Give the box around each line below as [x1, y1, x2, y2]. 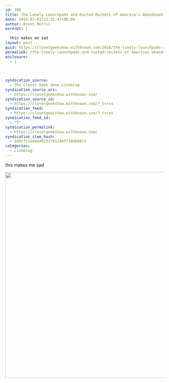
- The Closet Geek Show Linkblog [10, 82, 80, 87]
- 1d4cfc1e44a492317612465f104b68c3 [10, 139, 87, 144]
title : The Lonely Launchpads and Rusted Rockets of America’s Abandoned [5, 12, 163, 17]
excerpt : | [5, 26, 28, 31]
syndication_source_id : [5, 96, 55, 101]
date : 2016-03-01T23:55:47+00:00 [5, 17, 75, 22]
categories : [5, 143, 30, 149]
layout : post [5, 40, 33, 45]
